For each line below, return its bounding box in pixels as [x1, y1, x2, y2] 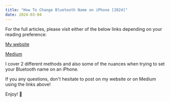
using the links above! [5, 81, 51, 87]
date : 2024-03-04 [5, 12, 42, 17]
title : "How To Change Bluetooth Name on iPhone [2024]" [5, 7, 128, 13]
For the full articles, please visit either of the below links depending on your [5, 26, 162, 32]
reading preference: [5, 31, 47, 37]
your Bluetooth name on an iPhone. [5, 66, 79, 72]
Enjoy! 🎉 [5, 91, 23, 97]
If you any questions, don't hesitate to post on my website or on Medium [5, 76, 156, 82]
